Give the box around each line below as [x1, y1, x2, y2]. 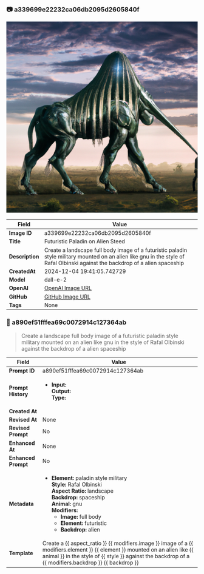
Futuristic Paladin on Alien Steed [44, 238, 126, 245]
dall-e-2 [44, 276, 67, 283]
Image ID [8, 229, 32, 237]
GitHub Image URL [44, 293, 91, 300]
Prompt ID [8, 367, 35, 374]
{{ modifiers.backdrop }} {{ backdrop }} [42, 559, 139, 566]
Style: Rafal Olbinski [51, 481, 102, 488]
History [8, 391, 29, 398]
